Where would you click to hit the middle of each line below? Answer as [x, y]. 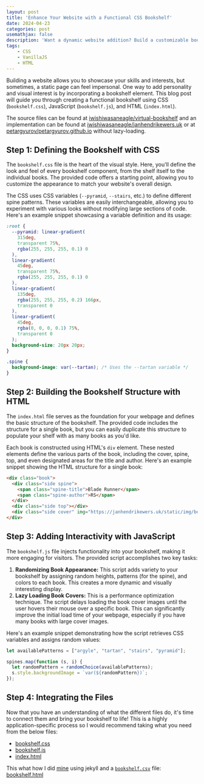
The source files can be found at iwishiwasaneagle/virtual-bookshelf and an [101, 118]
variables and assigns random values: [54, 639]
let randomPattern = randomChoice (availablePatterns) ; [83, 667]
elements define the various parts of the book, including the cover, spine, [98, 453]
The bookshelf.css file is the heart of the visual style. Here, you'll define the [101, 164]
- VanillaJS [32, 57]
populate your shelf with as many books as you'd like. [73, 435]
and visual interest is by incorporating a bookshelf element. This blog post [99, 93]
